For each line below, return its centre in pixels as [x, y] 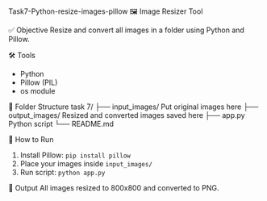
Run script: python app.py [63, 172]
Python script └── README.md [61, 124]
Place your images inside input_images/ [86, 163]
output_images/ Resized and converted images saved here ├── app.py [127, 115]
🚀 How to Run [31, 139]
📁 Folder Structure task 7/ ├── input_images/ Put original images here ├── [133, 107]
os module [38, 91]
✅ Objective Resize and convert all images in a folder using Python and [126, 30]
